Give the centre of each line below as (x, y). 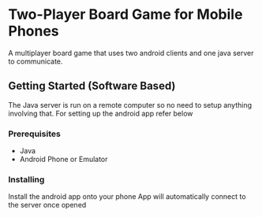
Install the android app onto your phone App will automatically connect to (127, 197)
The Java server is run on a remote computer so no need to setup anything (130, 105)
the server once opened (47, 205)
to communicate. (36, 61)
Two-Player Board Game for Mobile (125, 15)
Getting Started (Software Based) (92, 86)
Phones (34, 31)
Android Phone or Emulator (64, 160)
